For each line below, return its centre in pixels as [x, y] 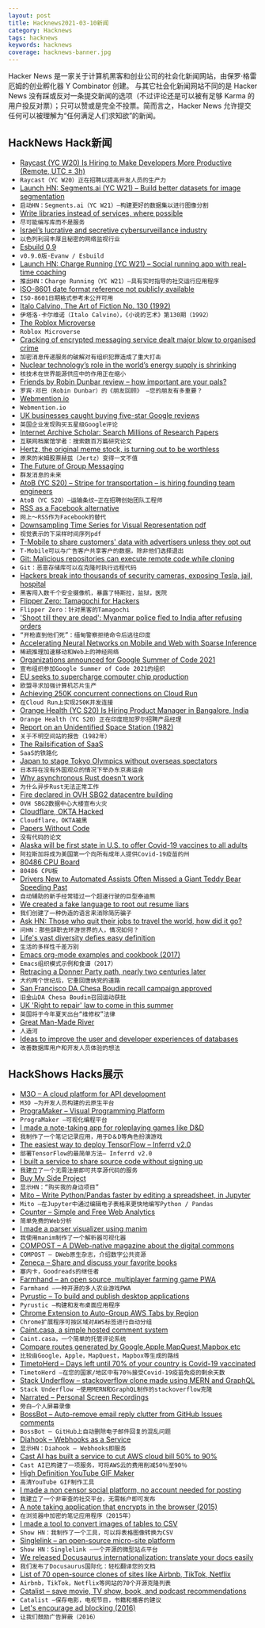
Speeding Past [44, 887]
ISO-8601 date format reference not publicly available [107, 289]
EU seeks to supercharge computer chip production [104, 676]
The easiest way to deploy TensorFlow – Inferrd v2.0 [105, 1144]
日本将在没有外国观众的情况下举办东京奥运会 [81, 770]
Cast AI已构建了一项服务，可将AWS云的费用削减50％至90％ [103, 1465]
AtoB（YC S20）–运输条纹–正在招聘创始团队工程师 [91, 500]
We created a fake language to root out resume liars [104, 904]
